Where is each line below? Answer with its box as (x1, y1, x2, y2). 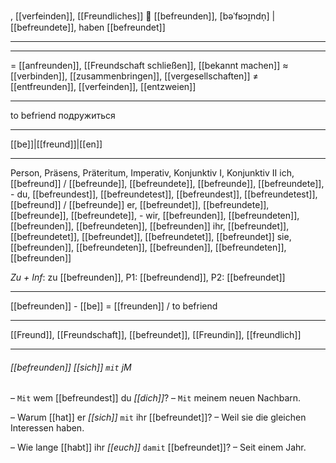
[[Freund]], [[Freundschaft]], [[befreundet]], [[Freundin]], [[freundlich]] (10, 329, 302, 340)
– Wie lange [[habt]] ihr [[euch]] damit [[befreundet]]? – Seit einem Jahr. (10, 441, 307, 454)
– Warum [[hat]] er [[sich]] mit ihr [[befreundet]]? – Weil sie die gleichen (10, 411, 307, 424)
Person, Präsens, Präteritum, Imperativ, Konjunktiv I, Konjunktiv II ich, (10, 167, 295, 179)
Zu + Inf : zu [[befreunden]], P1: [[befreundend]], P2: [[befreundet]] (10, 271, 286, 283)
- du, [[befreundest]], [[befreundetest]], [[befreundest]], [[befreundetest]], (10, 188, 318, 200)
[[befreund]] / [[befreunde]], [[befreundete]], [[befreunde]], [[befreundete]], (10, 178, 325, 189)
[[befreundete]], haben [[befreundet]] (10, 21, 166, 33)
